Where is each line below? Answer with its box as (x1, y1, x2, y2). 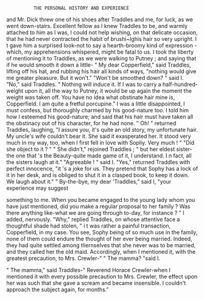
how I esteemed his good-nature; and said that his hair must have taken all (6, 113, 194, 120)
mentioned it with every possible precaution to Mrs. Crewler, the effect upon (6, 273, 198, 280)
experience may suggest (6, 184, 69, 192)
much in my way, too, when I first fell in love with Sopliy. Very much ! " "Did (6, 139, 195, 146)
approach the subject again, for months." (6, 286, 109, 293)
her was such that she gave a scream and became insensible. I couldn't (6, 279, 186, 286)
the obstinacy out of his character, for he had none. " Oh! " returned (6, 120, 177, 127)
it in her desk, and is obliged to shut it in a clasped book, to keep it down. (6, 171, 190, 179)
